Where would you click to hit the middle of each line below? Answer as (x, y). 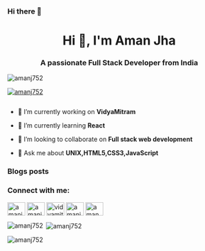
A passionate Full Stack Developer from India (119, 63)
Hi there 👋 (25, 11)
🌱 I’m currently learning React (61, 125)
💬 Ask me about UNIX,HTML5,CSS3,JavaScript (88, 153)
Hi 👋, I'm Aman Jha (119, 41)
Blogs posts (28, 172)
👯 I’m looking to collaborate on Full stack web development (105, 139)
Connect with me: (39, 191)
